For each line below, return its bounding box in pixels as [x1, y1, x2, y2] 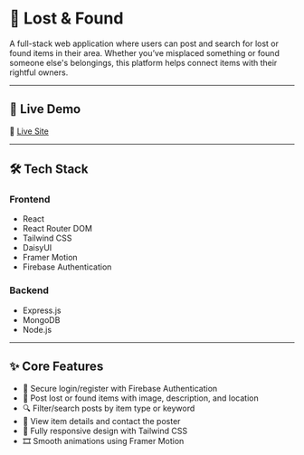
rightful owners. [9, 67, 69, 78]
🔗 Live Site [9, 126, 50, 137]
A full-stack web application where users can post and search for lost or [9, 38, 279, 49]
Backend [9, 284, 50, 297]
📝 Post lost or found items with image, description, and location [22, 393, 260, 403]
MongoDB [22, 314, 61, 325]
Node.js [22, 324, 52, 335]
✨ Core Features [9, 359, 104, 374]
